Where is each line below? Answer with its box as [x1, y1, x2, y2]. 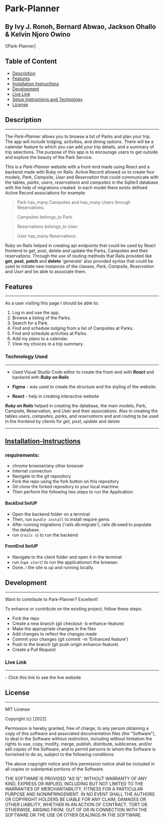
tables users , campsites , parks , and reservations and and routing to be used [5, 413, 159, 419]
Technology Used [5, 353, 48, 360]
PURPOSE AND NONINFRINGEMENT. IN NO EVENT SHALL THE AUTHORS [5, 791, 155, 797]
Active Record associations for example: [5, 190, 86, 196]
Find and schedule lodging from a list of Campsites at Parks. [12, 325, 134, 331]
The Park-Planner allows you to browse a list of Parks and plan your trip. [5, 133, 151, 139]
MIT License [5, 706, 30, 712]
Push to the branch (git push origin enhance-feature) [12, 641, 119, 647]
